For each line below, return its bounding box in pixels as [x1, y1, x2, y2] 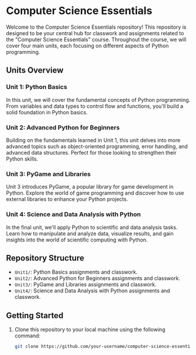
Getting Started [6, 310, 64, 320]
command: [14, 332, 41, 339]
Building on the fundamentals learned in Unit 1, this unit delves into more [6, 136, 181, 144]
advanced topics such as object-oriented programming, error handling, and [6, 142, 188, 150]
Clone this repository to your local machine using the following [14, 326, 166, 333]
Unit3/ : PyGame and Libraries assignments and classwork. [14, 281, 157, 288]
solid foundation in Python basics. [6, 108, 88, 115]
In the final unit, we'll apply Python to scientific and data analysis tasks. [6, 224, 178, 231]
